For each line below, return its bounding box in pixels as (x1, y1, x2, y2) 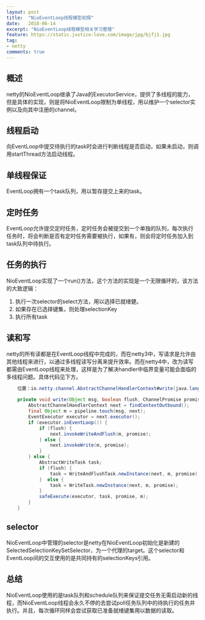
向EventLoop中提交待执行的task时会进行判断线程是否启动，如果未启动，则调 (6, 143, 199, 150)
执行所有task (15, 313, 48, 320)
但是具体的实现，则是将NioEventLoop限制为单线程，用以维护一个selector (6, 98, 190, 105)
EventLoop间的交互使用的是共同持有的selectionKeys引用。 (6, 554, 154, 561)
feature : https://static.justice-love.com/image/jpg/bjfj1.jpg (6, 32, 171, 38)
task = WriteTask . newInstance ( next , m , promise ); (49, 482, 179, 488)
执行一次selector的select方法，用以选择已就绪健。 (15, 298, 142, 305)
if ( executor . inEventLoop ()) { (28, 419, 108, 426)
